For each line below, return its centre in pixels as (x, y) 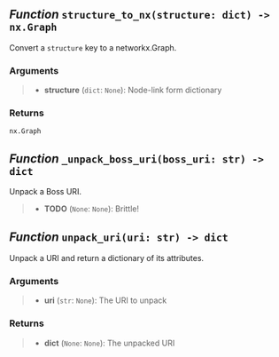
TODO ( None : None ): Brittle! (92, 209)
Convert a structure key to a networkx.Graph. (93, 47)
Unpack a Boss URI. (46, 192)
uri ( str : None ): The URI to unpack (105, 300)
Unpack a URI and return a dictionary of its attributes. (107, 258)
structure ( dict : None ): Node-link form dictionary (133, 90)
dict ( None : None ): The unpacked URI (109, 343)
